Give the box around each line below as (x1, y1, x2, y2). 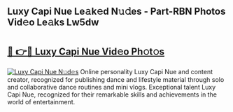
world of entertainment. (7, 98, 76, 106)
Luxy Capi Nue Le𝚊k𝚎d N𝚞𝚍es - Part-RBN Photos (7, 6, 226, 17)
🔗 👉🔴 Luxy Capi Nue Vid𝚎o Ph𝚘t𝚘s (7, 45, 165, 57)
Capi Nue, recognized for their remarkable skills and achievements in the (7, 90, 217, 99)
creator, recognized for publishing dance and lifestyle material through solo (7, 76, 225, 83)
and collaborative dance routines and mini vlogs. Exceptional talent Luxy (7, 83, 216, 91)
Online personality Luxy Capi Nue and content (80, 68, 213, 76)
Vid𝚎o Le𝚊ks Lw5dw (7, 17, 99, 29)
